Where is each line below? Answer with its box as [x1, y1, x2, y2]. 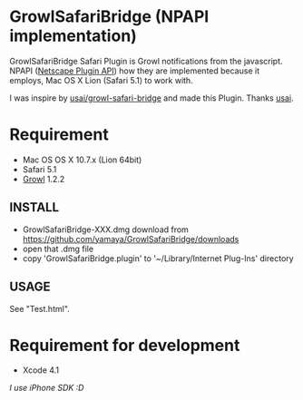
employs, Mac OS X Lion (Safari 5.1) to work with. [9, 74, 193, 85]
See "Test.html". [9, 303, 70, 314]
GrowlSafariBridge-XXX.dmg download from [22, 224, 189, 235]
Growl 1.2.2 [22, 173, 65, 184]
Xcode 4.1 [22, 365, 60, 376]
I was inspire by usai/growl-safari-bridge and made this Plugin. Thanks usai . [9, 93, 294, 103]
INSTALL [9, 200, 60, 215]
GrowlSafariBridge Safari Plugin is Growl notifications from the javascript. [9, 55, 283, 66]
